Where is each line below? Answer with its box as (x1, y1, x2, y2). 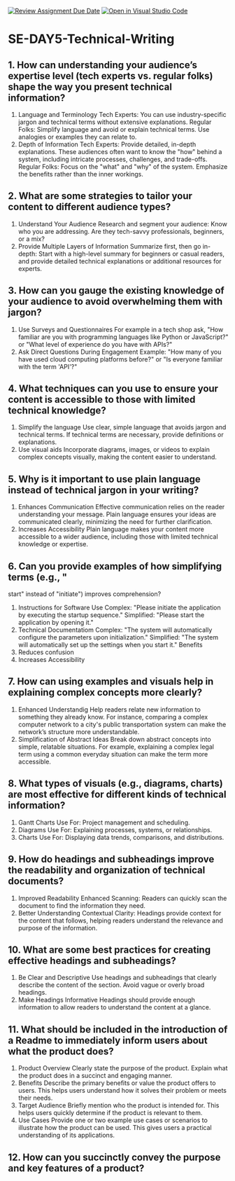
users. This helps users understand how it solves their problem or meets (17, 1086, 227, 1095)
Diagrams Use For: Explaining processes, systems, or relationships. (17, 825, 213, 834)
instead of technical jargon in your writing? (8, 484, 199, 496)
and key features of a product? (8, 1162, 145, 1174)
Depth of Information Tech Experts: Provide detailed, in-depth (17, 140, 197, 149)
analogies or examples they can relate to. (17, 133, 137, 141)
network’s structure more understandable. (17, 727, 140, 735)
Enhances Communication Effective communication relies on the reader (17, 503, 225, 511)
